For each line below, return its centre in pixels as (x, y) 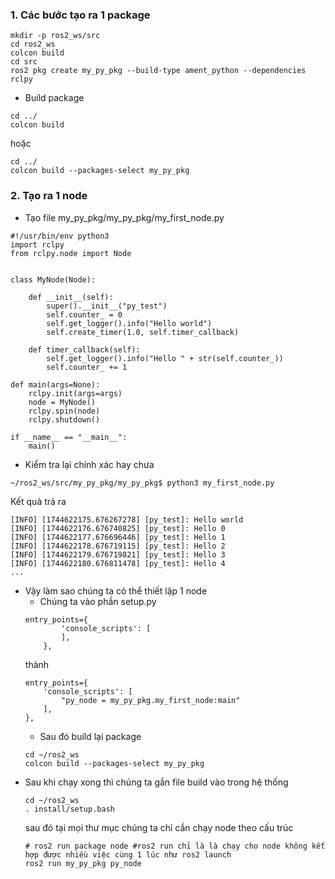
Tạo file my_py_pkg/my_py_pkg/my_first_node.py (124, 217)
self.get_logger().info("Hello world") (129, 323)
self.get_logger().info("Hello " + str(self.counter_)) (165, 358)
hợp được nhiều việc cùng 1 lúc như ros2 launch (128, 854)
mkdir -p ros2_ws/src (55, 36)
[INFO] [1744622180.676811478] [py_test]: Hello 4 (118, 563)
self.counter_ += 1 (87, 367)
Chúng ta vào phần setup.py (98, 601)
